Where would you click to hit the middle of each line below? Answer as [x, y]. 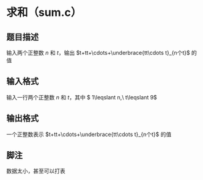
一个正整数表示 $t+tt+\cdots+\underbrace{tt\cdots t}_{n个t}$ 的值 [89, 134]
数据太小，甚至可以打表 [36, 171]
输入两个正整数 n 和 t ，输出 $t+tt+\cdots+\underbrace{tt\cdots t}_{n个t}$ [98, 53]
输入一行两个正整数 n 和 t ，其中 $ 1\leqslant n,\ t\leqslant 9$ [82, 97]
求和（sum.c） [44, 13]
